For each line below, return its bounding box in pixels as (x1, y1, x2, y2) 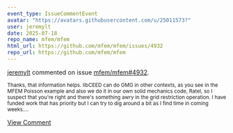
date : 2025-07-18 (7, 29, 58, 37)
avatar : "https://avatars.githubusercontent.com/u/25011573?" (7, 17, 191, 24)
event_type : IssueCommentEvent (7, 10, 98, 17)
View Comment (7, 118, 51, 126)
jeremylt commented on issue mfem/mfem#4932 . (7, 68, 150, 77)
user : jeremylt (7, 23, 51, 30)
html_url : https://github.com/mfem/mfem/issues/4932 (7, 42, 163, 49)
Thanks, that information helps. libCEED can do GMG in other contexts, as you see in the (7, 81, 218, 88)
